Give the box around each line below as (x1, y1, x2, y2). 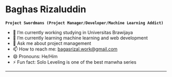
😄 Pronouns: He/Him (12, 53, 58, 59)
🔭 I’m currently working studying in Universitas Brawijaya (12, 29, 133, 35)
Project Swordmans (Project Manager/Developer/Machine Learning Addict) (5, 20, 164, 25)
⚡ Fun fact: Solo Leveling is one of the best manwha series (12, 59, 137, 65)
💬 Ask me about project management (12, 40, 91, 46)
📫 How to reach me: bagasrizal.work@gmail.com (12, 46, 118, 52)
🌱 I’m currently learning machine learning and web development (12, 35, 148, 41)
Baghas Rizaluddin (5, 4, 87, 15)
